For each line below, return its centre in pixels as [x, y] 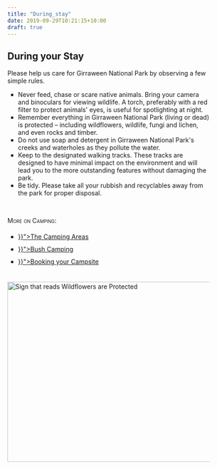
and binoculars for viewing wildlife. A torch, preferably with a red [112, 102]
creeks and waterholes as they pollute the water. [89, 148]
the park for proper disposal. [59, 193]
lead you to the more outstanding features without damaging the [112, 170]
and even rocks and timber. [58, 133]
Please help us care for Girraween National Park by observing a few [107, 73]
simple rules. [26, 81]
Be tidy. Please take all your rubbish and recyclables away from [111, 185]
